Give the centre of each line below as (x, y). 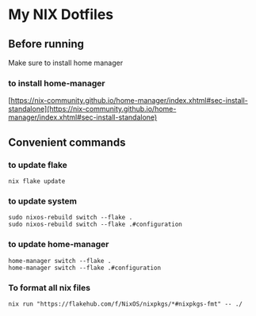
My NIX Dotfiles (61, 15)
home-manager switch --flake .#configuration (84, 268)
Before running (46, 44)
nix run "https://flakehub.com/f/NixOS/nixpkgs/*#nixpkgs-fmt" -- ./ (126, 304)
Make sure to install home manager (66, 63)
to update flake (38, 165)
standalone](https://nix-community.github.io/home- (92, 109)
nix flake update (37, 181)
